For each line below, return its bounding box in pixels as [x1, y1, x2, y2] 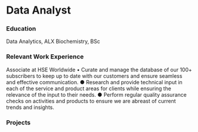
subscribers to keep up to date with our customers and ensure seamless [6, 72, 183, 80]
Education [6, 25, 37, 33]
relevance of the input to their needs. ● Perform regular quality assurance [6, 91, 187, 98]
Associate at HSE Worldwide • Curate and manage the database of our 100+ [6, 66, 192, 73]
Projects [6, 118, 31, 127]
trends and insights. [6, 104, 54, 111]
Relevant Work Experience [6, 52, 84, 61]
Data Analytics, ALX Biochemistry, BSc [6, 38, 100, 45]
